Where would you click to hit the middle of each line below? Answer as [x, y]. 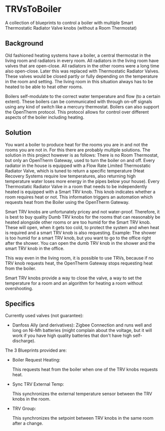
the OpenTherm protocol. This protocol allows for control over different [77, 112]
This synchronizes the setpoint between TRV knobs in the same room [83, 418]
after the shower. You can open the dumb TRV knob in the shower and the [80, 243]
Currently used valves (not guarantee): [44, 316]
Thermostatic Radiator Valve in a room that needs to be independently [76, 186]
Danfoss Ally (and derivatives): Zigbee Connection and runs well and [82, 325]
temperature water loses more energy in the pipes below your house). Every [82, 181]
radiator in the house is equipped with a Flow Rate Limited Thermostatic [78, 166]
